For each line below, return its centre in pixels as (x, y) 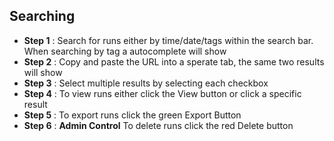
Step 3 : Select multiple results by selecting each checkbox (146, 83)
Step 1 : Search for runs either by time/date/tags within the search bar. (168, 40)
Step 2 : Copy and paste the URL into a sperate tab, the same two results (174, 61)
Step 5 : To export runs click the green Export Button (132, 115)
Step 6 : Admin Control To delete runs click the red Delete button (158, 125)
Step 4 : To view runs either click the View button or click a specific (162, 93)
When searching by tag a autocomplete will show (125, 51)
